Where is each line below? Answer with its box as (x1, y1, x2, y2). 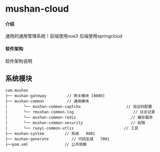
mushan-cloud (5, 3, 69, 15)
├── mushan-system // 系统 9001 (5, 131, 95, 136)
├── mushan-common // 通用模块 (5, 99, 89, 104)
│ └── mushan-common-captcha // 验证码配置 (5, 104, 152, 109)
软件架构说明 (5, 58, 32, 64)
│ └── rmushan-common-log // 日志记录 (5, 110, 155, 115)
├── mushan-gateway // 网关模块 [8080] (5, 94, 105, 99)
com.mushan (5, 88, 29, 93)
